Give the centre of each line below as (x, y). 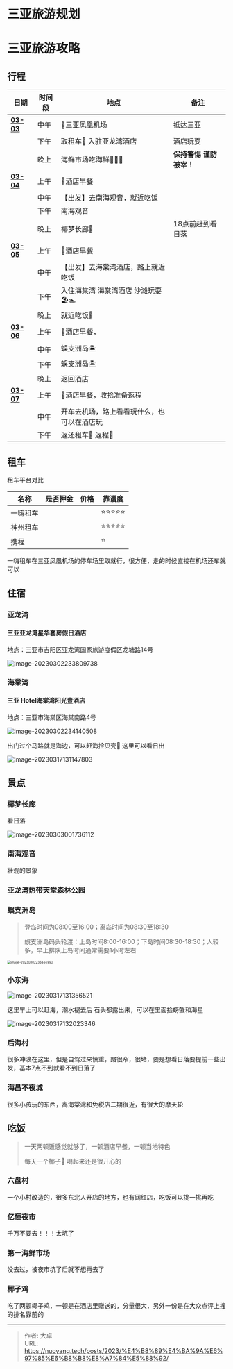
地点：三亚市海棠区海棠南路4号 (52, 717)
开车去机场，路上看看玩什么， (109, 412)
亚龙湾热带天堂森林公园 (46, 890)
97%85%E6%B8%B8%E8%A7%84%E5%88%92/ (96, 1358)
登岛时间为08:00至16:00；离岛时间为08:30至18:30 (96, 927)
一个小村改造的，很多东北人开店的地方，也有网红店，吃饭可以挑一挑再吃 (110, 1197)
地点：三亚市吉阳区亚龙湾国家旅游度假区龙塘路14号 (80, 649)
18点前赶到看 (195, 224)
